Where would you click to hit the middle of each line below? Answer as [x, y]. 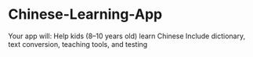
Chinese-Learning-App [85, 14]
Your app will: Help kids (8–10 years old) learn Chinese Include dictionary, [127, 36]
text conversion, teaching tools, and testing [78, 44]
